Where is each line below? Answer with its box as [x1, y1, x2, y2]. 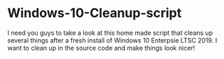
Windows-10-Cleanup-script [7, 5, 182, 21]
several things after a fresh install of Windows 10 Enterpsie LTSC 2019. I [7, 36, 218, 44]
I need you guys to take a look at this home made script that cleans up [7, 28, 213, 37]
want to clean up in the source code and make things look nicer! [7, 43, 196, 52]
